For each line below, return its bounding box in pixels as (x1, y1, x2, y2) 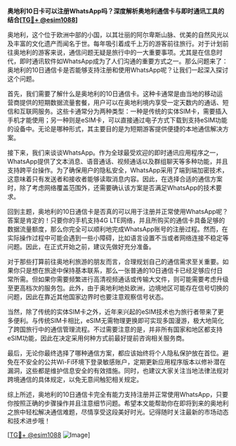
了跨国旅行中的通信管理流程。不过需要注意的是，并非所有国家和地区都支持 (7, 325, 223, 333)
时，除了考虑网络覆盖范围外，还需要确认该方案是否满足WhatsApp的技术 (7, 184, 216, 192)
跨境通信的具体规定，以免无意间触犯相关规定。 (7, 376, 143, 383)
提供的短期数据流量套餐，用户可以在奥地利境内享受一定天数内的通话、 (19, 98, 223, 106)
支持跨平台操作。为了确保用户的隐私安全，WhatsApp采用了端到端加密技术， (7, 166, 228, 174)
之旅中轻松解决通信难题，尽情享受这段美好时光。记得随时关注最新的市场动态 (7, 408, 229, 416)
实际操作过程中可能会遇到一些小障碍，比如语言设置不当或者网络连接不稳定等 (7, 234, 229, 242)
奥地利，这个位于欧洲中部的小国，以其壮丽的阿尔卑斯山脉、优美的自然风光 (7, 31, 223, 39)
